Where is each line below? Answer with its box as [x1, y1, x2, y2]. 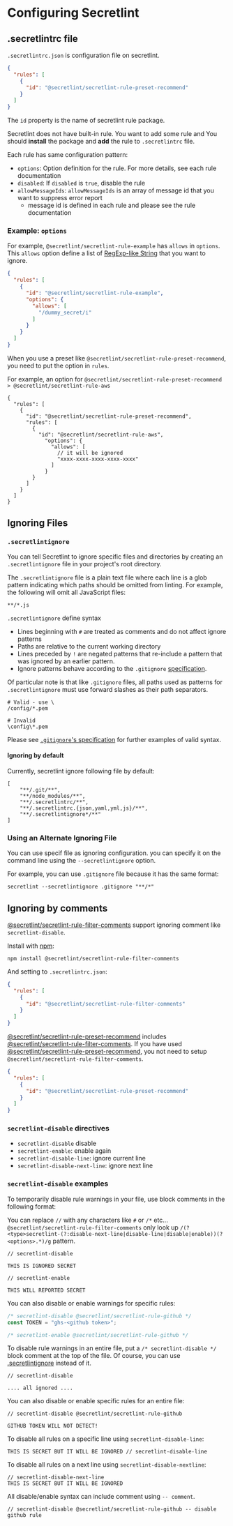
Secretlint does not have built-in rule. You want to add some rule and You [7, 130, 218, 138]
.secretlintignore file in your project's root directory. [7, 559, 162, 568]
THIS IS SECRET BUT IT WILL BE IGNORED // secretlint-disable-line [7, 1449, 208, 1456]
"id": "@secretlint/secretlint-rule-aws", [38, 431, 164, 438]
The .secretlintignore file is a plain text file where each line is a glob [7, 573, 207, 582]
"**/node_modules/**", [20, 792, 86, 799]
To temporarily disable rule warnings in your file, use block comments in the [7, 1195, 225, 1203]
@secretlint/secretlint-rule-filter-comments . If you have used [7, 1040, 183, 1048]
